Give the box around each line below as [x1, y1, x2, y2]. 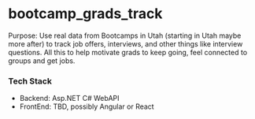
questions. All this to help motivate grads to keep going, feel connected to [8, 47, 248, 57]
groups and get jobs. [8, 56, 76, 65]
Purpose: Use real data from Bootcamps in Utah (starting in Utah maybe [8, 31, 242, 40]
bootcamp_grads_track [8, 5, 163, 23]
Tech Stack [8, 76, 53, 87]
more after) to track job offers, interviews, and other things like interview [8, 39, 243, 48]
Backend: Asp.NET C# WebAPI [19, 94, 120, 103]
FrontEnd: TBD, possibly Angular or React [19, 102, 155, 111]
